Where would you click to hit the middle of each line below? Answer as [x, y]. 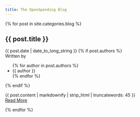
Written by [15, 56]
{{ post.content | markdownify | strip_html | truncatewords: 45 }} [70, 95]
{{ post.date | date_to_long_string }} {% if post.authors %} [64, 51]
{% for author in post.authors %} [45, 66]
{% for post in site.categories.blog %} [43, 24]
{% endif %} [18, 86]
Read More [16, 100]
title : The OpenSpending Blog [36, 10]
